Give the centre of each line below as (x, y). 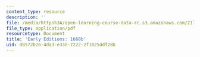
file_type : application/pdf (41, 28)
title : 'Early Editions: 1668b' (46, 39)
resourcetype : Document (36, 34)
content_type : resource (36, 12)
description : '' (26, 17)
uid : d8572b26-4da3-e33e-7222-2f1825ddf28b (61, 45)
